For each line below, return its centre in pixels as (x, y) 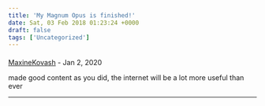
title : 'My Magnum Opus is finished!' (72, 15)
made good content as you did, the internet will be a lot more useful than (126, 77)
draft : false (30, 30)
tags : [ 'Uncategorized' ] (49, 37)
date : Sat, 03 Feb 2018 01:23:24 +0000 (74, 23)
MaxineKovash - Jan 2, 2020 (55, 62)
